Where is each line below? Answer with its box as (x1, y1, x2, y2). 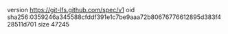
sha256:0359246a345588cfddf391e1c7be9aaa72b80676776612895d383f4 (7, 13, 222, 21)
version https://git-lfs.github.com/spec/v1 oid (7, 6, 135, 14)
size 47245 (37, 20, 70, 28)
